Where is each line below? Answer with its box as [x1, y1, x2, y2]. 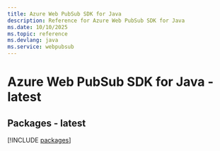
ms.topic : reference [7, 30, 69, 38]
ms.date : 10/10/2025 [7, 23, 69, 30]
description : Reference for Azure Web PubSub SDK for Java [7, 17, 185, 24]
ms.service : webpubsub [7, 43, 74, 50]
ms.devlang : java [7, 37, 59, 44]
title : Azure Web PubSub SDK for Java [7, 10, 122, 18]
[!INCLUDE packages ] [7, 136, 71, 144]
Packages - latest [7, 117, 86, 129]
